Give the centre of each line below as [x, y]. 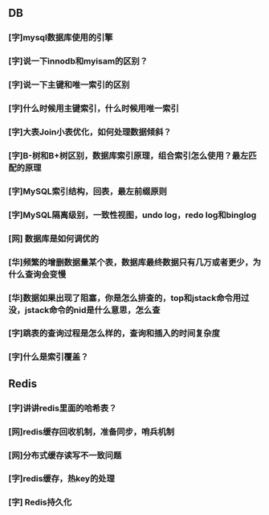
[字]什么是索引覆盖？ [49, 357]
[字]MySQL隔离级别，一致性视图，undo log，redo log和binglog [132, 215]
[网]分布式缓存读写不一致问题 [65, 455]
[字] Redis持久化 [40, 502]
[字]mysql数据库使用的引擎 [61, 38]
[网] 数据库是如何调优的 [53, 238]
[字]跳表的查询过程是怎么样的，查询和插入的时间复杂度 [114, 333]
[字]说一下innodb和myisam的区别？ [78, 61]
